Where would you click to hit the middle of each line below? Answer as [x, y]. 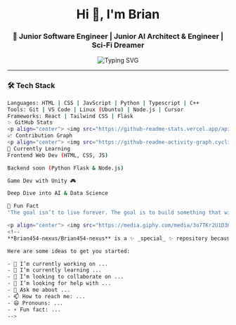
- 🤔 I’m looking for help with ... [59, 283]
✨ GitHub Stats [30, 122]
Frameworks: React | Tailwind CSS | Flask [70, 116]
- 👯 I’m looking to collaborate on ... [66, 277]
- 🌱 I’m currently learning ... [54, 270]
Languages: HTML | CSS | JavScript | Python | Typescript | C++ [103, 103]
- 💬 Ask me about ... [39, 290]
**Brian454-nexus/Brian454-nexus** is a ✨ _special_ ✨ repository [108, 238]
